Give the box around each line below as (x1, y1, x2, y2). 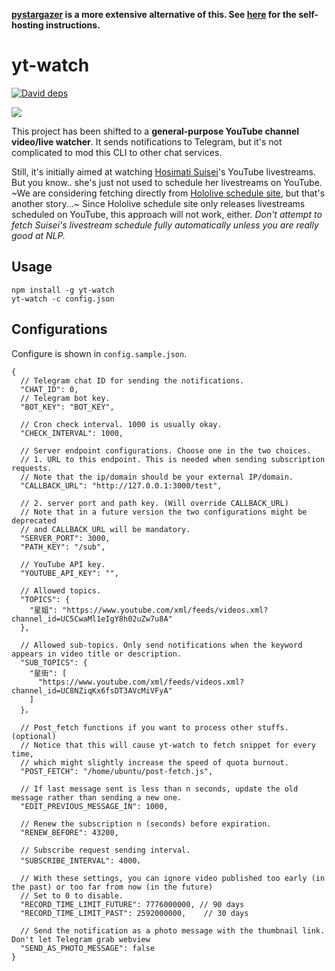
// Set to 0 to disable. (20, 890, 124, 901)
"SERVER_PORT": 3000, (20, 533, 111, 543)
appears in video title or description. (11, 649, 183, 659)
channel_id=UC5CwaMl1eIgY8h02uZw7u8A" (11, 614, 173, 624)
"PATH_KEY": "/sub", (20, 542, 106, 552)
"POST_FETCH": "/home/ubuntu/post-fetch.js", (20, 766, 214, 776)
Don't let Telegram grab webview (11, 934, 151, 944)
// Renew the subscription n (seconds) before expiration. (20, 819, 272, 829)
